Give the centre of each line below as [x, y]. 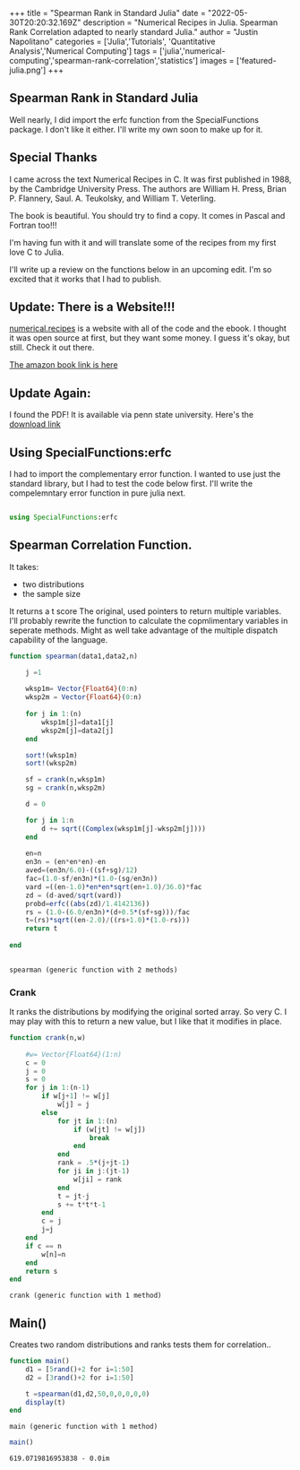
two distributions [53, 584]
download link [35, 424]
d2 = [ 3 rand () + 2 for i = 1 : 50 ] [80, 1378]
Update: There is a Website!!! [92, 307]
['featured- [256, 61]
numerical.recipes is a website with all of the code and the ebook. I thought [148, 329]
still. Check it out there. [52, 348]
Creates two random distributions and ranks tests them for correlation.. [140, 1345]
